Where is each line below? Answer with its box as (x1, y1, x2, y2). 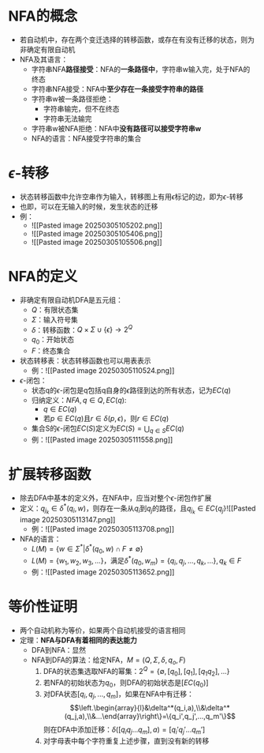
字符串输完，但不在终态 (43, 104, 120, 113)
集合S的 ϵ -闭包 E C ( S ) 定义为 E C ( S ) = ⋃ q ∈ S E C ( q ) (31, 424, 185, 435)
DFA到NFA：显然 (31, 645, 87, 654)
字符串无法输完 (43, 114, 92, 123)
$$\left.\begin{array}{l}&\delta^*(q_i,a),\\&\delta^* (69, 703, 231, 713)
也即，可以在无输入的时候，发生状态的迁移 (19, 201, 158, 211)
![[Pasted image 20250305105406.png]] (31, 228, 163, 238)
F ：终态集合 (31, 346, 71, 356)
